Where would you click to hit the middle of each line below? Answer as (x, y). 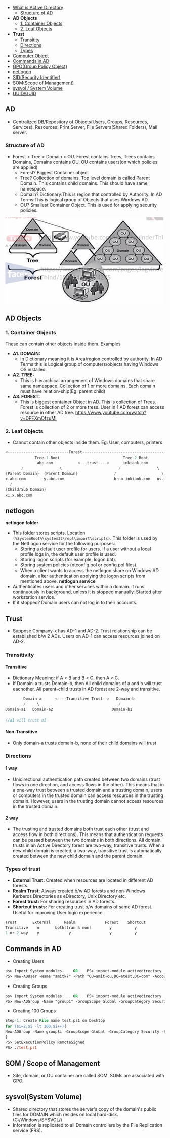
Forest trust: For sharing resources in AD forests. (64, 902)
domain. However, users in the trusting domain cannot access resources (88, 801)
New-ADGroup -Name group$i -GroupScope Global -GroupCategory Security (82, 1032)
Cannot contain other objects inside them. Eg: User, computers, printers (88, 442)
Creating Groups (30, 986)
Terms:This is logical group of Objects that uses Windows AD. (84, 200)
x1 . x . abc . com (19, 495)
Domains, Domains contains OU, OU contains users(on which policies (85, 162)
